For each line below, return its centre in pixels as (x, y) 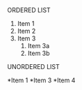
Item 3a (39, 46)
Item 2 (26, 31)
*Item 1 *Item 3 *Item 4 (41, 80)
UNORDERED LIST (34, 67)
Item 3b (39, 53)
